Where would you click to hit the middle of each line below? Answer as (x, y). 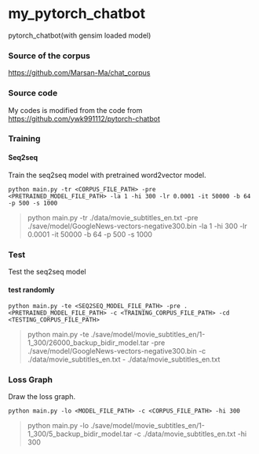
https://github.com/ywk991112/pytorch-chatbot (84, 118)
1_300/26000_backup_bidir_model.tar (88, 343)
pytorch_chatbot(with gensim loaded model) (80, 35)
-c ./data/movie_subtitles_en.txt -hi (190, 434)
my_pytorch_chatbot (77, 14)
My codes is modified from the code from (75, 110)
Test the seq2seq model (47, 271)
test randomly (31, 289)
